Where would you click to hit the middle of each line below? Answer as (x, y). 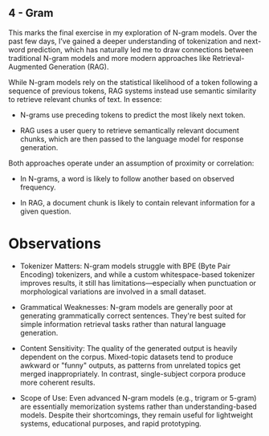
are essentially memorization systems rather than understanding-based (138, 406)
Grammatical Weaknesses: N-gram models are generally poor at (126, 307)
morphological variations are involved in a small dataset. (113, 291)
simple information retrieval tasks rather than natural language (123, 324)
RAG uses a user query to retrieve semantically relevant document (129, 130)
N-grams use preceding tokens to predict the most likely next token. (132, 115)
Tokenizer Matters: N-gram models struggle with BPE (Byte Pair (125, 266)
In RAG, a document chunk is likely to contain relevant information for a (137, 202)
